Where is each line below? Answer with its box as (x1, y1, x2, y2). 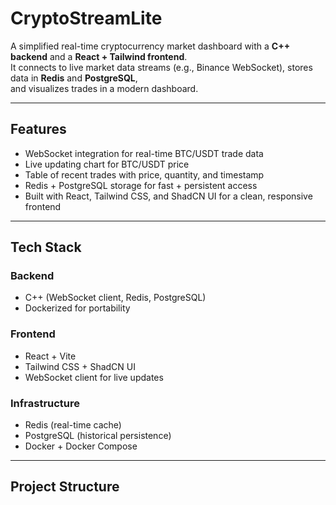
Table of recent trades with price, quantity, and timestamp (24, 168, 265, 181)
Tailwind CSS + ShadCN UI (24, 360, 136, 372)
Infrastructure (10, 396, 81, 410)
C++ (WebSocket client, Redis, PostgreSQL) (24, 292, 207, 304)
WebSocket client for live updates (24, 371, 164, 383)
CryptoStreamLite (10, 7, 163, 30)
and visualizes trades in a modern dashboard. (10, 82, 199, 94)
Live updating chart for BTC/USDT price (24, 158, 190, 170)
